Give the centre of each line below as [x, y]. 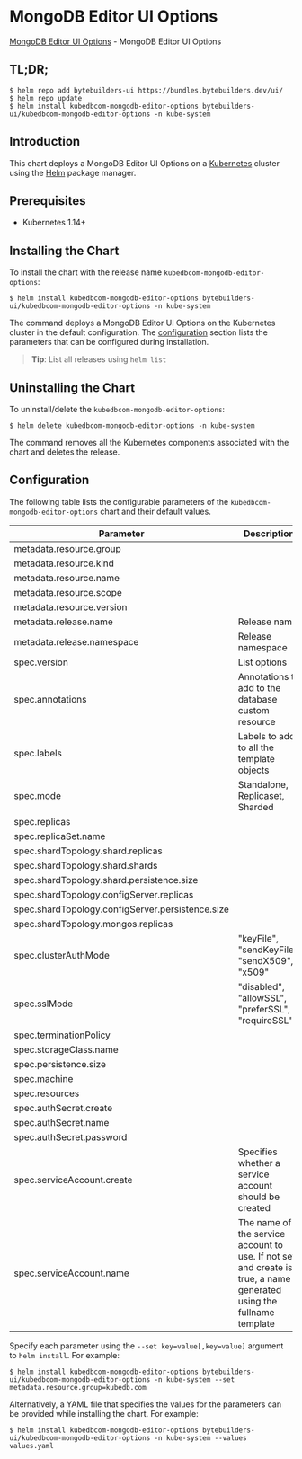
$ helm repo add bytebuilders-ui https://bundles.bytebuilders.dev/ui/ [146, 90]
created [254, 1207]
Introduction [45, 141]
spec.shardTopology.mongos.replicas [93, 924]
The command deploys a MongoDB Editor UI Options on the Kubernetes [142, 323]
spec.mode [37, 795]
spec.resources [47, 1093]
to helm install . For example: [64, 1355]
